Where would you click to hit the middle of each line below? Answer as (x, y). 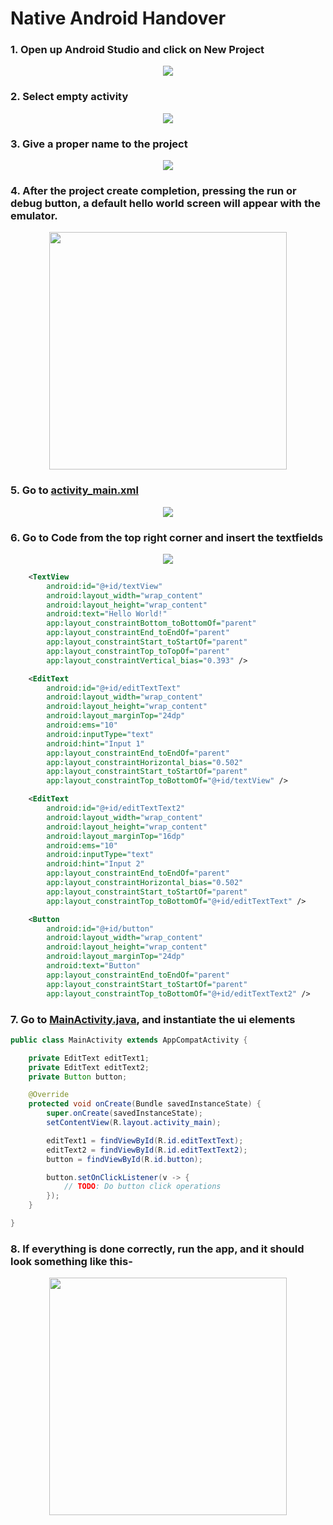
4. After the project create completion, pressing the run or (153, 190)
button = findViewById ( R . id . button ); (124, 1159)
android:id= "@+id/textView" (104, 586)
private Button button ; (78, 1077)
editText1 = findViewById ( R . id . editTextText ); (145, 1140)
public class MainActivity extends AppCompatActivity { (129, 1040)
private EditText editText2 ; (89, 1067)
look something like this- (71, 1261)
